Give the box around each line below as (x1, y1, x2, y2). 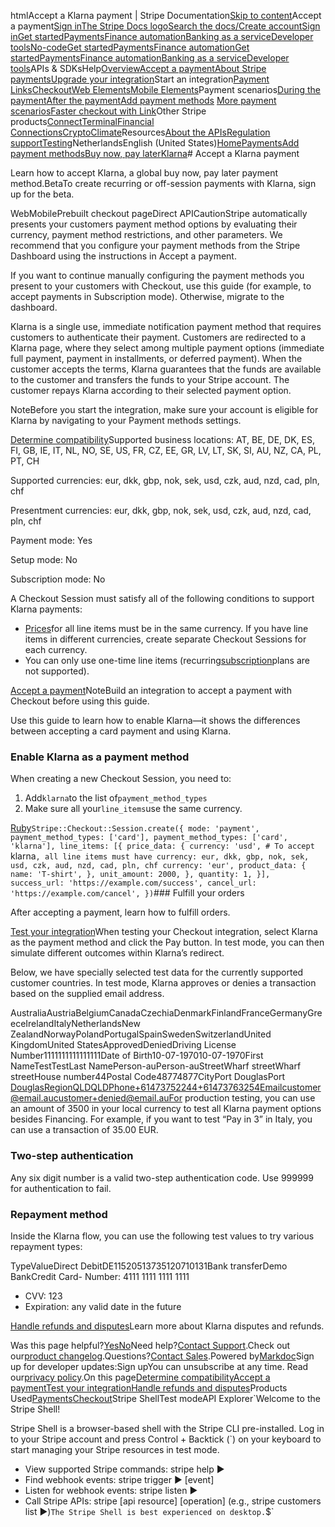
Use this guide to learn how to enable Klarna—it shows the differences (10, 715, 301, 726)
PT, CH (10, 455, 40, 467)
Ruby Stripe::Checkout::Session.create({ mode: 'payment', (10, 822, 260, 834)
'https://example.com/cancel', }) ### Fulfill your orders (10, 887, 245, 899)
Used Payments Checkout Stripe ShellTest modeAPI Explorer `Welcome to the (10, 1392, 321, 1404)
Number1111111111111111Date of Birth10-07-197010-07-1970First (10, 1050, 264, 1062)
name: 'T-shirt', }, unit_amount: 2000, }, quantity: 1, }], (10, 870, 271, 880)
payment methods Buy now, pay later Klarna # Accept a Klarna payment (10, 148, 300, 159)
